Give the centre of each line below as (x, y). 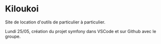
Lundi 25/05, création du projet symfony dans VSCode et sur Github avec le (81, 31)
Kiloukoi (22, 9)
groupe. (13, 36)
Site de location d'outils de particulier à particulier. (55, 22)
